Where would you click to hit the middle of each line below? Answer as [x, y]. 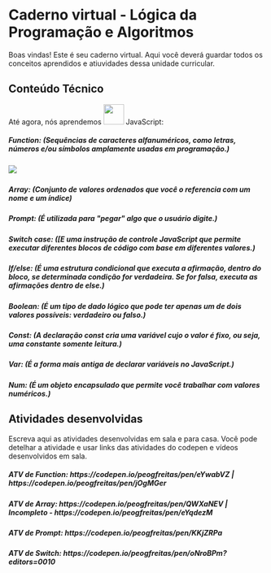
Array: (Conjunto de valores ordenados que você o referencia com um [129, 189]
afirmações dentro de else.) [57, 285]
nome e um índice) [40, 198]
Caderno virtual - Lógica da [103, 15]
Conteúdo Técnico [56, 89]
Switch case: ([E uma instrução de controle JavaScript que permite [125, 239]
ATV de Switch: [35, 553]
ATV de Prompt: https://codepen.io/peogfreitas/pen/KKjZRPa [115, 532]
